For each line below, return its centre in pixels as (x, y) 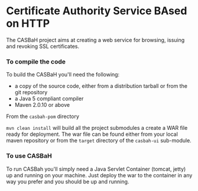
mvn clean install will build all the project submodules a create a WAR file (97, 128)
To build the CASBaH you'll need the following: (63, 75)
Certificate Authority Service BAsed (97, 11)
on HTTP (28, 23)
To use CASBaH (29, 156)
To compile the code (36, 62)
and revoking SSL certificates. (43, 46)
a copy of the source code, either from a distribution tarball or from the (101, 86)
